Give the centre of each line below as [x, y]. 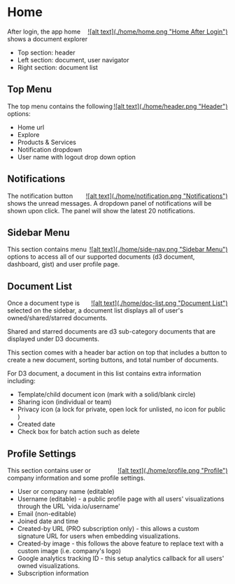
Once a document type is [44, 303]
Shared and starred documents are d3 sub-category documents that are [112, 332]
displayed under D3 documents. [54, 339]
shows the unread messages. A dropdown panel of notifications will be [109, 203]
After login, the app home [44, 31]
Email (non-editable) [47, 514]
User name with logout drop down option [77, 157]
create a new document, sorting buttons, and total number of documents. [113, 360]
